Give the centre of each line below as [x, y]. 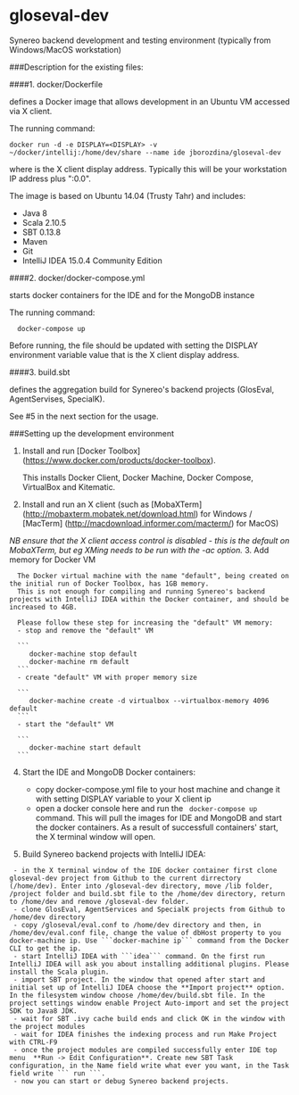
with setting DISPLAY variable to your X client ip [123, 799]
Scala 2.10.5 [44, 222]
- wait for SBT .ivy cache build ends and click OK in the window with [149, 1018]
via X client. [31, 111]
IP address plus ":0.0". [50, 178]
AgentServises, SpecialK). [57, 399]
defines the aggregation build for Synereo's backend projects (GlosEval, [142, 389]
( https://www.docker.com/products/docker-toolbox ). [119, 460]
